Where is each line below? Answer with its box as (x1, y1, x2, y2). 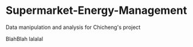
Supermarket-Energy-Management (5, 4, 188, 17)
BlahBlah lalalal (5, 35, 44, 42)
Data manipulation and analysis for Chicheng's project (5, 23, 141, 31)
